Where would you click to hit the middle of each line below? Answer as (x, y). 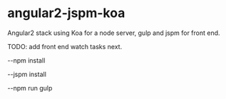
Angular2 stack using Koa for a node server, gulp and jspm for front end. (114, 33)
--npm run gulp (30, 88)
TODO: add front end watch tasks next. (65, 46)
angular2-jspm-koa (66, 13)
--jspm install (27, 74)
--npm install (26, 60)
